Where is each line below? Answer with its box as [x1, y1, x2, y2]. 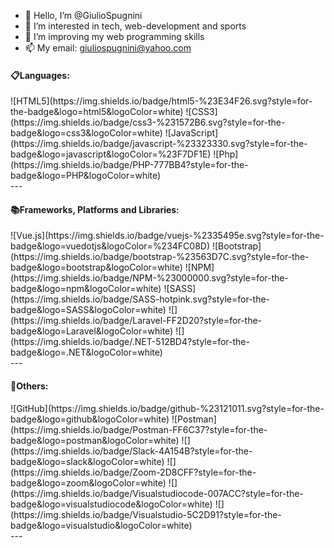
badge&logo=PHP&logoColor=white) [10, 170, 162, 182]
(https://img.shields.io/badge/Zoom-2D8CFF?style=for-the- [10, 466, 257, 478]
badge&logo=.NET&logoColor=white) [10, 346, 163, 359]
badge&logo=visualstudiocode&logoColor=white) [10, 498, 213, 510]
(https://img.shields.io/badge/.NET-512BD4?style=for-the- [10, 336, 250, 348]
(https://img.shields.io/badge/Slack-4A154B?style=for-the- [10, 445, 253, 457]
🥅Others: [10, 380, 49, 392]
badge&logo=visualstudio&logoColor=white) [10, 519, 193, 531]
